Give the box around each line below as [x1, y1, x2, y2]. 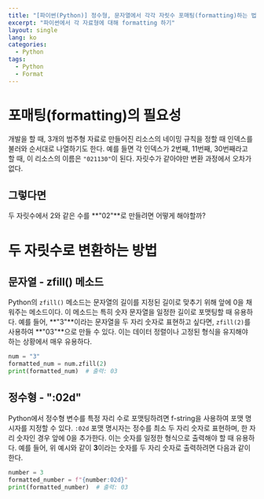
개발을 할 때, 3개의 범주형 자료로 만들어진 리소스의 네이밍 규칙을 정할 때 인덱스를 [8, 134, 253, 143]
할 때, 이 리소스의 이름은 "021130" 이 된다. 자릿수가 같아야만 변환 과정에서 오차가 [8, 153, 252, 163]
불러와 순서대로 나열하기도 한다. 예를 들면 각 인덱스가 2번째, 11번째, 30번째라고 [8, 143, 249, 153]
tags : [8, 56, 26, 64]
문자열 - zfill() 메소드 [8, 275, 104, 288]
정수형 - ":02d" [8, 391, 82, 405]
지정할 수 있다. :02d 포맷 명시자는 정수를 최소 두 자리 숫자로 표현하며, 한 [28, 423, 248, 433]
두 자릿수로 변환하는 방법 [8, 242, 158, 260]
